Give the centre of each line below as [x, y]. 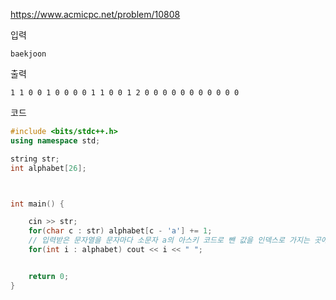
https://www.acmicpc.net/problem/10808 [95, 14]
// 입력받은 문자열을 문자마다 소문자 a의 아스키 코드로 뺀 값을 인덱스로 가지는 [169, 240]
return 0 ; [49, 276]
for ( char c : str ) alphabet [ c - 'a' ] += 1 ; [120, 231]
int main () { [37, 204]
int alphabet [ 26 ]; [48, 168]
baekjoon [28, 54]
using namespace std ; [55, 140]
